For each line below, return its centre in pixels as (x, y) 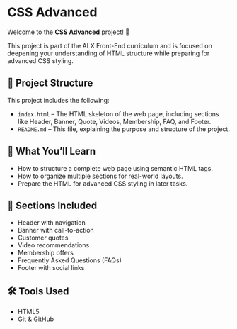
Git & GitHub (36, 319)
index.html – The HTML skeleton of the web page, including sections (118, 113)
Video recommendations (53, 245)
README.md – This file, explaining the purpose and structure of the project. (123, 129)
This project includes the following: (58, 100)
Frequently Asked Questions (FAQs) (70, 260)
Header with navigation (52, 223)
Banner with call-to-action (56, 230)
